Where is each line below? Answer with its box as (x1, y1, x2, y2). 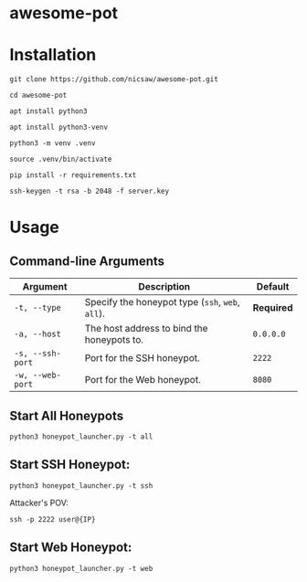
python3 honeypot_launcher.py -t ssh (9, 481, 153, 491)
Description (138, 280, 191, 293)
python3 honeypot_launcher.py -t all (9, 432, 153, 441)
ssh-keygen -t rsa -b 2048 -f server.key (9, 186, 170, 196)
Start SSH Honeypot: (9, 457, 131, 472)
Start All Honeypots (9, 407, 124, 423)
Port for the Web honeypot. (84, 374, 201, 386)
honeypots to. (84, 333, 144, 346)
